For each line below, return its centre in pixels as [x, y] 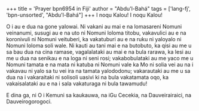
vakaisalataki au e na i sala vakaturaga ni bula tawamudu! [77, 84]
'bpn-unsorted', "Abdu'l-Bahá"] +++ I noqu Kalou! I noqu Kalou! [85, 15]
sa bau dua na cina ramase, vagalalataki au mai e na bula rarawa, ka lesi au [99, 52]
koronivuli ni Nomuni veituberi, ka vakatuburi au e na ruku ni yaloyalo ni [94, 39]
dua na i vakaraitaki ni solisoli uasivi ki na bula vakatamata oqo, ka [88, 77]
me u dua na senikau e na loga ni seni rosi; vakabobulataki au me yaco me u [100, 58]
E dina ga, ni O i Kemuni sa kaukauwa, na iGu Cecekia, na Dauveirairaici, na [99, 95]
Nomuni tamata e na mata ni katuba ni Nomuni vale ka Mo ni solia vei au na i [100, 64]
